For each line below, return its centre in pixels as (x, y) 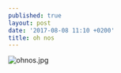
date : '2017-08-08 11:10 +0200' (61, 30)
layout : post (30, 23)
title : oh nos (32, 38)
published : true (35, 15)
